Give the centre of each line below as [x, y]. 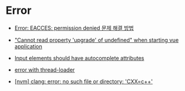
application [28, 46]
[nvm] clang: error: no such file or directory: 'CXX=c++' [83, 81]
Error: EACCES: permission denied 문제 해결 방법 [74, 28]
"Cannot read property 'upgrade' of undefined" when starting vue [96, 40]
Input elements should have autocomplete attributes [79, 58]
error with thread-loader [44, 69]
